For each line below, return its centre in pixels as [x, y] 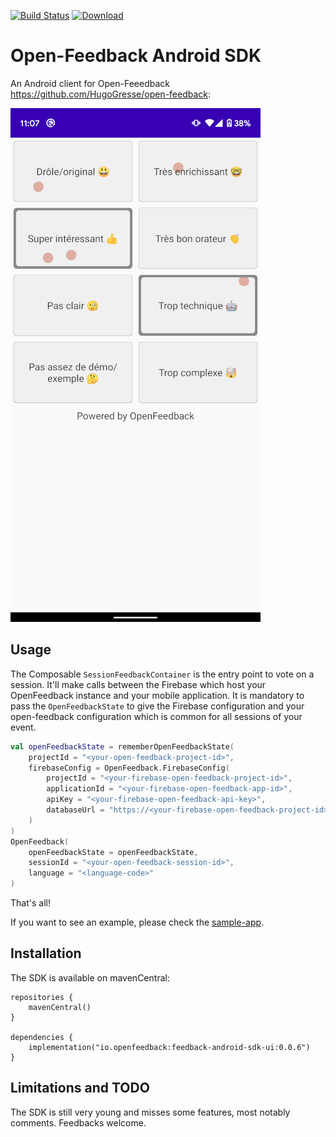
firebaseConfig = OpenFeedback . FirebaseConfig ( [129, 768]
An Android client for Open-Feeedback [90, 83]
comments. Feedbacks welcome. [78, 1122]
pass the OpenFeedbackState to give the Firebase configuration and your [157, 706]
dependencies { [42, 1037]
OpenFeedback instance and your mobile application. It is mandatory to [157, 695]
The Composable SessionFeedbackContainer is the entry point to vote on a [162, 674]
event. [23, 727]
